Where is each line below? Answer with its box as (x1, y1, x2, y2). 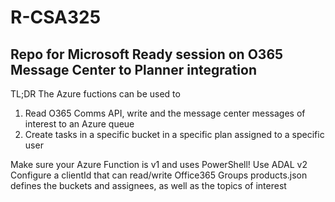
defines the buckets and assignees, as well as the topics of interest (10, 180, 287, 191)
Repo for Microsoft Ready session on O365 (10, 46, 284, 63)
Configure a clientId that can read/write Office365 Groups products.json (10, 169, 308, 181)
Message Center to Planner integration (10, 61, 258, 78)
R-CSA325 (10, 6, 102, 29)
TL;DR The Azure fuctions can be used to (10, 88, 181, 100)
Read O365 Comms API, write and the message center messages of (24, 107, 306, 119)
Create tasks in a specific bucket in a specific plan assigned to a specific (24, 129, 325, 140)
